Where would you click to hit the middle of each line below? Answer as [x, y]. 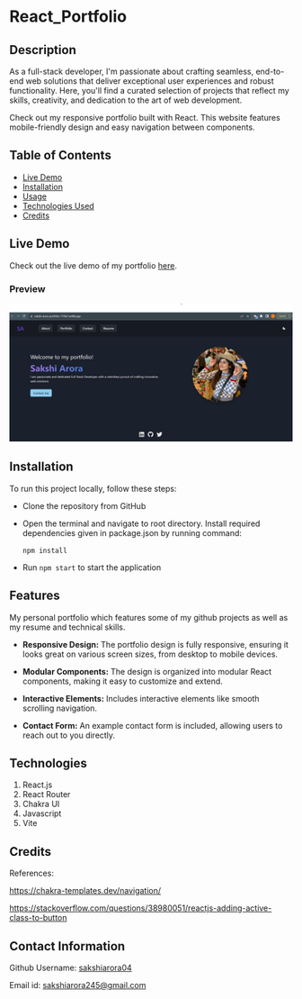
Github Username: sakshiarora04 [71, 968]
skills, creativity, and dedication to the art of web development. [126, 100]
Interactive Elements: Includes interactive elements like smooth [141, 698]
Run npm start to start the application [92, 567]
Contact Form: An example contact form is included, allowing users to [152, 725]
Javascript [42, 813]
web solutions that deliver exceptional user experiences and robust [150, 81]
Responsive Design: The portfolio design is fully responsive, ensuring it [155, 644]
